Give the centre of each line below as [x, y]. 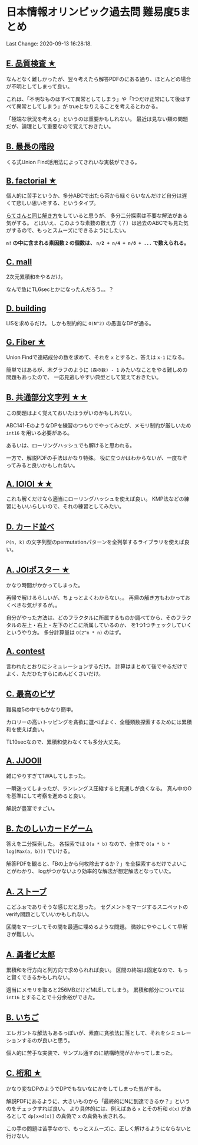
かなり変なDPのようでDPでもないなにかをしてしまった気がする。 [85, 1088]
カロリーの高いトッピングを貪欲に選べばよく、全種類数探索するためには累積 [99, 722]
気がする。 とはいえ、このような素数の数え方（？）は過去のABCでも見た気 [97, 223]
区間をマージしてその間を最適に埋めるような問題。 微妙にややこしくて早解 [97, 927]
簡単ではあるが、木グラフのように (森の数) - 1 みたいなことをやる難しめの [97, 369]
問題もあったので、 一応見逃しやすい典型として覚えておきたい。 [84, 377]
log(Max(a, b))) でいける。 [40, 851]
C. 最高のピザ [30, 694]
